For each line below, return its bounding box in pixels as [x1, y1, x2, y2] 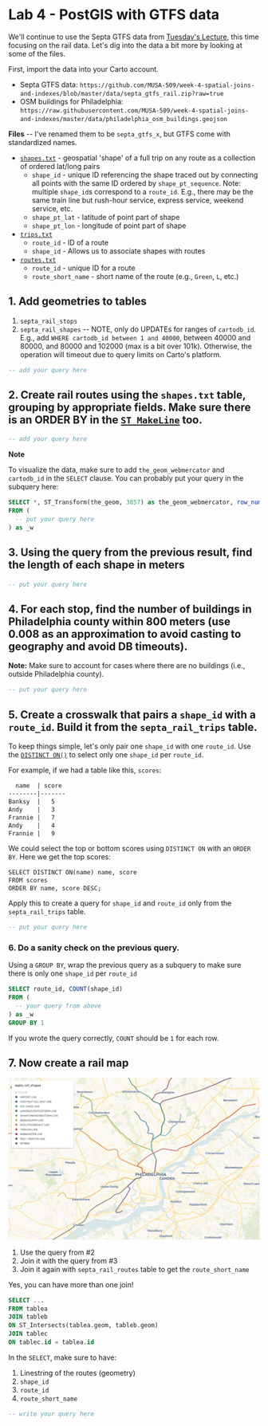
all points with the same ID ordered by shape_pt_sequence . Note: [31, 178, 241, 188]
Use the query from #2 [19, 1247, 96, 1257]
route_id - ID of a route [31, 238, 109, 247]
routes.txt [19, 256, 57, 264]
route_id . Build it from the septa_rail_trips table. [8, 720, 258, 734]
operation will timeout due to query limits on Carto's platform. [19, 349, 222, 359]
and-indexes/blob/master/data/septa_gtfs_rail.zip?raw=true [19, 89, 224, 97]
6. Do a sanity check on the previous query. [8, 942, 180, 953]
